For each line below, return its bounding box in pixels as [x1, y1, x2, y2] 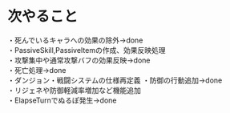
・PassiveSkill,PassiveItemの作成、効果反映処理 [7, 45, 166, 54]
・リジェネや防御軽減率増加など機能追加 [7, 85, 141, 95]
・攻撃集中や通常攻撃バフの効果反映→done [7, 55, 151, 65]
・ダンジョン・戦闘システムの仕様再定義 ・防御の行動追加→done [7, 75, 223, 85]
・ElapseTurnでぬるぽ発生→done [7, 95, 117, 105]
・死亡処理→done [7, 65, 67, 75]
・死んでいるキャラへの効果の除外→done [7, 35, 143, 45]
